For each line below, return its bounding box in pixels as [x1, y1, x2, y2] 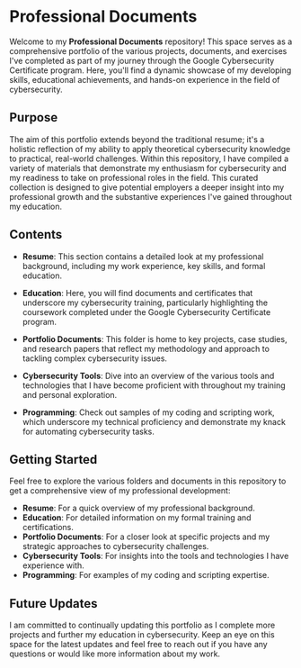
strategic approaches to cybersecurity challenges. [22, 541, 209, 552]
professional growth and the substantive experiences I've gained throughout [9, 191, 292, 202]
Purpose [9, 110, 58, 125]
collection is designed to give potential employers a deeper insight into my [9, 182, 285, 193]
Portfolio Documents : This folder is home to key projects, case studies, [22, 333, 288, 344]
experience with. [22, 560, 85, 571]
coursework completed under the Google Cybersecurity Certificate [22, 306, 271, 317]
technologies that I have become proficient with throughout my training [22, 380, 286, 391]
